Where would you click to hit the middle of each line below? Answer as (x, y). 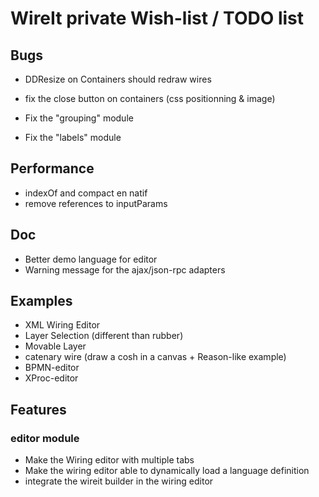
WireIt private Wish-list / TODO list (157, 18)
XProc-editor (51, 378)
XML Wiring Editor (62, 325)
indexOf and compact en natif (86, 193)
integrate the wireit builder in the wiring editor (119, 481)
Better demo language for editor (91, 259)
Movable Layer (55, 346)
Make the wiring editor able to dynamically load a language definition (167, 471)
